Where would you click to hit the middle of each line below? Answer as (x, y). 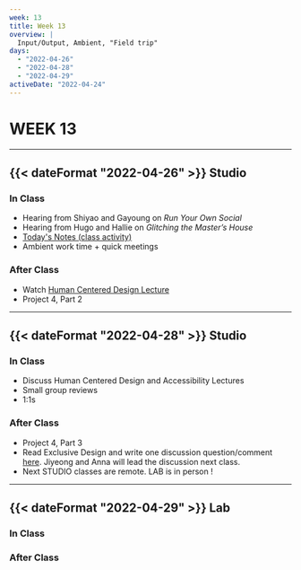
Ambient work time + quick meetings (90, 247)
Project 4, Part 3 (52, 443)
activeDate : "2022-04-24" (57, 84)
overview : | (31, 34)
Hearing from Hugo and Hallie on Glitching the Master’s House (138, 228)
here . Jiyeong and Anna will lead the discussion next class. (131, 461)
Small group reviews (60, 390)
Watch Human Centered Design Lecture (96, 289)
